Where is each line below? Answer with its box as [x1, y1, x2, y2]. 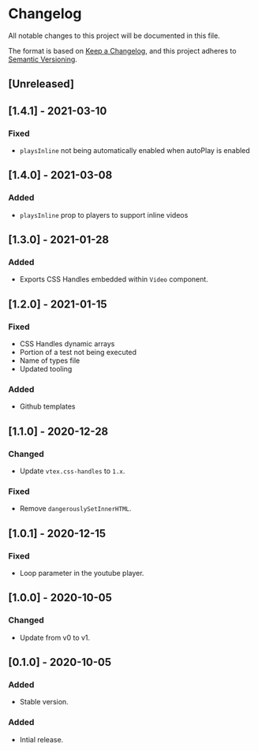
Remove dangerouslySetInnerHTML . [19, 504, 132, 514]
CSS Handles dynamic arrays [19, 339, 115, 349]
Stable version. [19, 697, 69, 707]
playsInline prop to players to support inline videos [19, 210, 189, 219]
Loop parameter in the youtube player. [19, 569, 144, 578]
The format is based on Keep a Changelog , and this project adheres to [8, 46, 237, 55]
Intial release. [19, 734, 64, 744]
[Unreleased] [8, 77, 75, 91]
